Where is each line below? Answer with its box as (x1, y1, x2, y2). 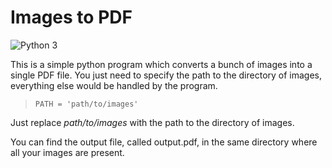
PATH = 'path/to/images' (34, 99, 139, 109)
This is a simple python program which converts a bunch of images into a (10, 58, 313, 70)
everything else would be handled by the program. (10, 79, 218, 91)
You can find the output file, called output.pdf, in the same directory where (10, 136, 318, 148)
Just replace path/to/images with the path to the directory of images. (10, 116, 295, 128)
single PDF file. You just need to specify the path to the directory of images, (10, 69, 323, 81)
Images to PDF (10, 6, 133, 29)
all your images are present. (10, 146, 125, 158)
